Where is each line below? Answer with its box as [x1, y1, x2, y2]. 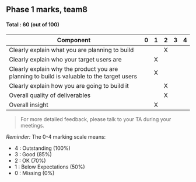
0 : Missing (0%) [14, 169, 55, 176]
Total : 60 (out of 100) [6, 20, 60, 28]
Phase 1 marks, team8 [6, 5, 87, 15]
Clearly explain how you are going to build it [9, 81, 129, 90]
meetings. [20, 122, 45, 129]
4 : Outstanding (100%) [14, 145, 71, 152]
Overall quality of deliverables [9, 91, 91, 99]
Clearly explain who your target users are [9, 55, 122, 63]
